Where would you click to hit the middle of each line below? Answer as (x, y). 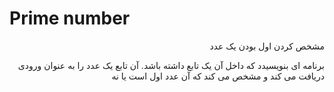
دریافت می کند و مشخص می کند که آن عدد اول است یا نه (218, 76)
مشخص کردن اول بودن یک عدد (267, 46)
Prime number (70, 18)
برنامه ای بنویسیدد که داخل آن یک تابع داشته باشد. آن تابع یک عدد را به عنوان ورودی (171, 65)
